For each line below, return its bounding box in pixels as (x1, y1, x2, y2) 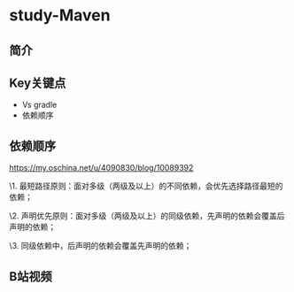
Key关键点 (9, 75, 66, 90)
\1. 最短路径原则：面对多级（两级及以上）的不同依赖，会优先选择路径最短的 (9, 181, 283, 191)
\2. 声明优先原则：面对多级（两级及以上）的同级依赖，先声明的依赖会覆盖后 (9, 211, 285, 221)
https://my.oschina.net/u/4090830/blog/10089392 (9, 163, 194, 173)
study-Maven (9, 5, 111, 26)
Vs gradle (21, 99, 58, 111)
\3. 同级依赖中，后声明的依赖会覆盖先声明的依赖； (9, 241, 192, 251)
